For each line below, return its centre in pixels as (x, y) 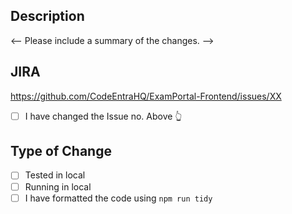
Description (47, 16)
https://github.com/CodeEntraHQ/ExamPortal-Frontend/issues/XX (146, 96)
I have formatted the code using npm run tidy (118, 198)
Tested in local (55, 175)
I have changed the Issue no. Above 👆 (103, 116)
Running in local (58, 186)
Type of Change (61, 151)
